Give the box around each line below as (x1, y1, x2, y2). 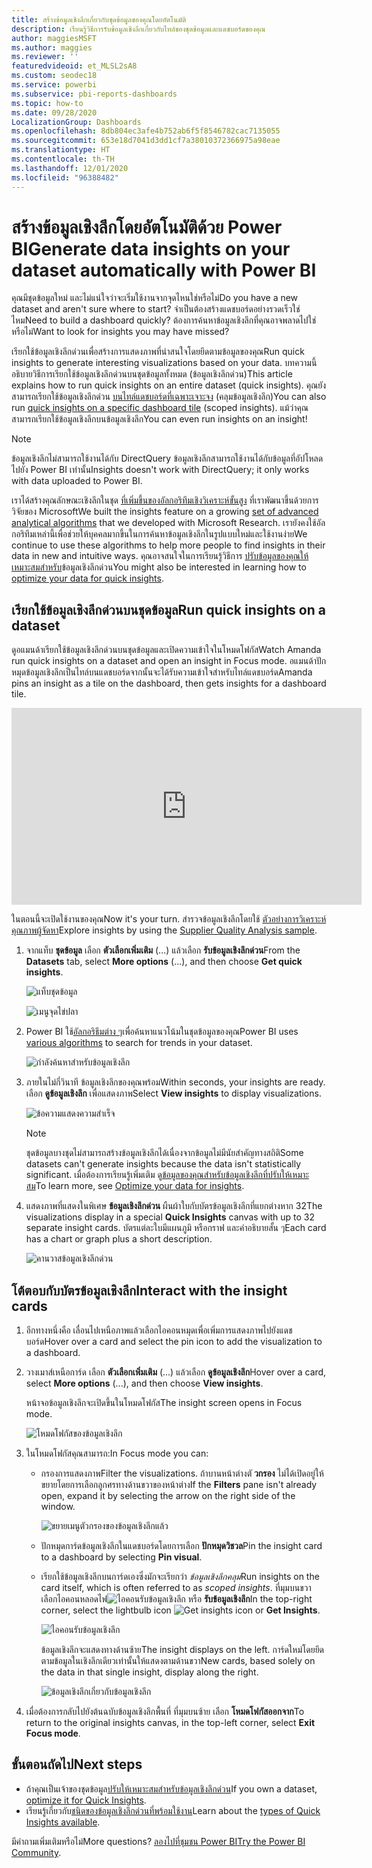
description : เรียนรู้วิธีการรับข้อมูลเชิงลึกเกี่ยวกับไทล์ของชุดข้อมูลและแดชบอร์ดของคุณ (11, 24, 266, 34)
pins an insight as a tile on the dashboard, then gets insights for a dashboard (11, 677, 327, 690)
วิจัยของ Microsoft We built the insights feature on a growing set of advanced (11, 506, 319, 518)
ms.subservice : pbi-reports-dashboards (11, 89, 178, 99)
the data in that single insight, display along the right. (40, 1666, 259, 1678)
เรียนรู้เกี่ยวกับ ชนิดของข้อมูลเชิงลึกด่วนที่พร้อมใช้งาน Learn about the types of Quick (25, 1804, 321, 1816)
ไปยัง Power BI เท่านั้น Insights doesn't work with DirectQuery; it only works (11, 464, 310, 476)
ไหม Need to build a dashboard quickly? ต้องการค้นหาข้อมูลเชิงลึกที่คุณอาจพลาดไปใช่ (11, 314, 317, 326)
